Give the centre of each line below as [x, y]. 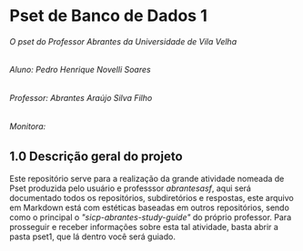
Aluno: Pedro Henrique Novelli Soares [81, 70]
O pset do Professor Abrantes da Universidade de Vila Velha [123, 41]
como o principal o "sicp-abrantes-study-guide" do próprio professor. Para [151, 217]
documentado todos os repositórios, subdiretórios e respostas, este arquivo [151, 197]
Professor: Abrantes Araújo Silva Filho [81, 98]
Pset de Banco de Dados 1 [108, 16]
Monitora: [28, 126]
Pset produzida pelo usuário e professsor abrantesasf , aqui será [131, 188]
